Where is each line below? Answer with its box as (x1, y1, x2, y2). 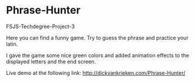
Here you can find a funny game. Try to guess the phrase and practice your (6, 34, 189, 41)
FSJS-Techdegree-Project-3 (6, 23, 75, 30)
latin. (6, 40, 18, 47)
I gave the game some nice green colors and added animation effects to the (6, 52, 190, 59)
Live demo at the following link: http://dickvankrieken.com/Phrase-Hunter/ (6, 69, 186, 76)
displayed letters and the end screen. (6, 58, 96, 65)
